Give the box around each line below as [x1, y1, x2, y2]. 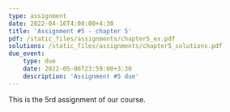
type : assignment [8, 11, 67, 20]
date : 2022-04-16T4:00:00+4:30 [8, 19, 114, 28]
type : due [23, 58, 57, 66]
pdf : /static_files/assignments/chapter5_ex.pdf [8, 34, 176, 43]
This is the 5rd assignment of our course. [8, 94, 146, 104]
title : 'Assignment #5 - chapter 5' [8, 27, 132, 35]
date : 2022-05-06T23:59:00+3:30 [23, 65, 132, 73]
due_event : [8, 50, 45, 58]
